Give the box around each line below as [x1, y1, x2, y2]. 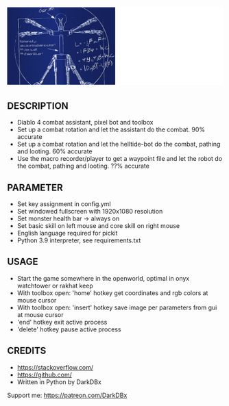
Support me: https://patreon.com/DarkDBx [7, 391, 128, 399]
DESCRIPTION [7, 100, 69, 112]
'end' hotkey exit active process [16, 318, 108, 326]
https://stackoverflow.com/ [16, 363, 94, 371]
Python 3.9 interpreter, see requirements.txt [16, 236, 141, 244]
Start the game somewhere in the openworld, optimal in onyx [16, 274, 190, 282]
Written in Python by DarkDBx [16, 377, 101, 386]
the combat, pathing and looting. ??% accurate [16, 162, 149, 170]
